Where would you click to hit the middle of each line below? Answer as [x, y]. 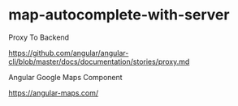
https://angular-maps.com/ [54, 93]
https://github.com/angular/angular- [69, 53]
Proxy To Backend [39, 37]
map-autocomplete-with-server [119, 15]
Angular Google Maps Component [66, 77]
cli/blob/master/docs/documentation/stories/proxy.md [99, 61]
